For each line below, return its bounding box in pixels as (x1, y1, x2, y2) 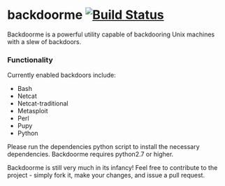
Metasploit (17, 107, 48, 115)
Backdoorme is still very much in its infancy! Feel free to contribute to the (7, 164, 218, 172)
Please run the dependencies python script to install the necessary (7, 143, 201, 151)
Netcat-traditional (17, 99, 68, 108)
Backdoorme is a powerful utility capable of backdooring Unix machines (7, 30, 215, 38)
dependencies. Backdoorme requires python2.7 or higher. (7, 150, 174, 159)
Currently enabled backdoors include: (7, 71, 117, 80)
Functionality (7, 55, 54, 64)
